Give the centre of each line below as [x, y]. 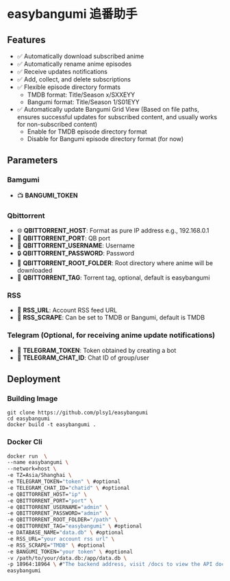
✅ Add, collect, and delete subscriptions [74, 79]
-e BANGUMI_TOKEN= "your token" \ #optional [70, 552]
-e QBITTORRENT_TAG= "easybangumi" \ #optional [75, 526]
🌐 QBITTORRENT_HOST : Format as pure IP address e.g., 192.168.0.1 [113, 230]
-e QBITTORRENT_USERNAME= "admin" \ [58, 507]
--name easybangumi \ [38, 462]
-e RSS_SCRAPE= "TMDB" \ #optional [56, 545]
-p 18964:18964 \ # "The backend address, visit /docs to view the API [110, 565]
